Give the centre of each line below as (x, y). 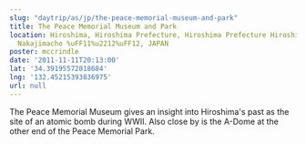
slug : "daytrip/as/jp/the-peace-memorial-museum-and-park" (124, 18)
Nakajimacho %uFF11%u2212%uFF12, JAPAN (93, 43)
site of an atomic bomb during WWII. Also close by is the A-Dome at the (144, 121)
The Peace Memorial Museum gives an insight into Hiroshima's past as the (149, 111)
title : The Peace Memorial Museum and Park (93, 26)
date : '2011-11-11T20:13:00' (65, 60)
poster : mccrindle (44, 52)
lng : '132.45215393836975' (61, 77)
